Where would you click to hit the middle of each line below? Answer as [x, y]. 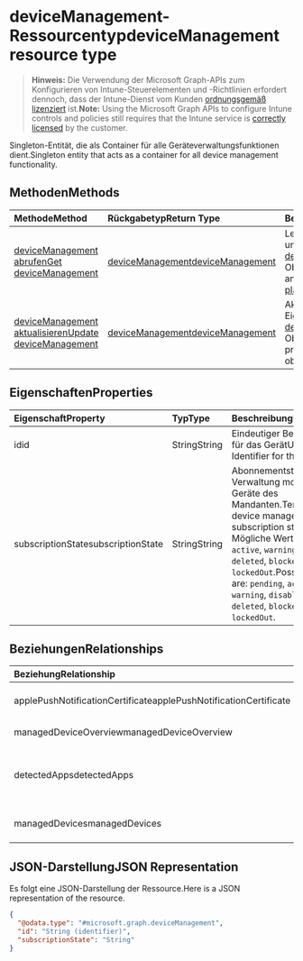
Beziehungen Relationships [87, 649]
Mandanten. [257, 504]
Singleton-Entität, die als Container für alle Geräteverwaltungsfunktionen [144, 145]
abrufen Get [38, 261]
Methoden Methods [64, 192]
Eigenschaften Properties [81, 393]
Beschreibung [262, 418]
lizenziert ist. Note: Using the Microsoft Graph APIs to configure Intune [162, 108]
